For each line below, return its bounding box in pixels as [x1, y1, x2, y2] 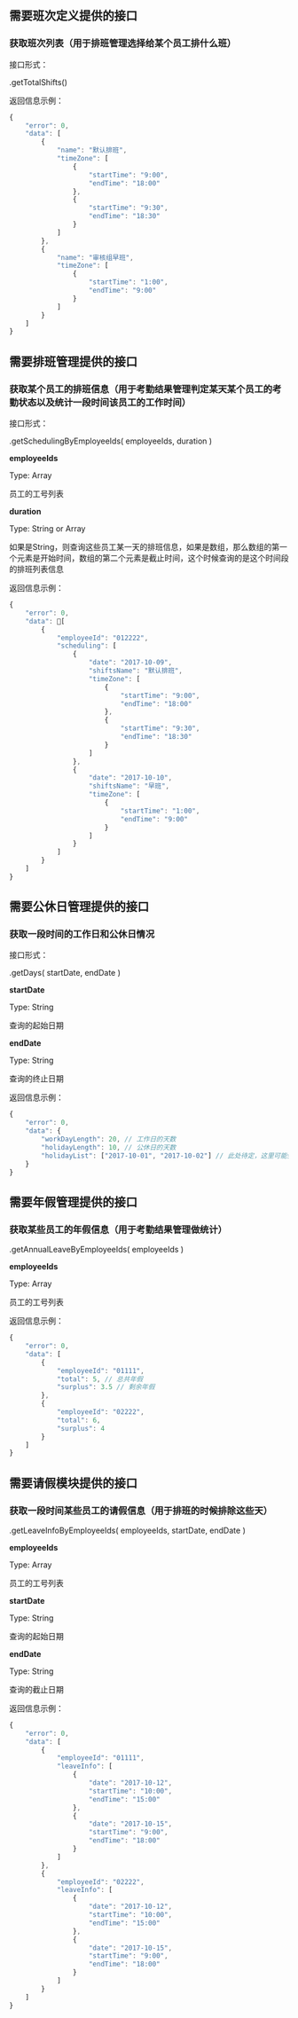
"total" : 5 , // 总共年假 [56, 1374, 144, 1384]
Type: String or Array [9, 523, 86, 534]
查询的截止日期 [9, 1684, 64, 1694]
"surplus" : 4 [56, 1424, 105, 1433]
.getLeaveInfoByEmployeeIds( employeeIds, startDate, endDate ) [9, 1525, 246, 1535]
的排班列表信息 [9, 564, 64, 574]
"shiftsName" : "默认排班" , [88, 666, 184, 675]
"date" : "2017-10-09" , [88, 658, 173, 667]
